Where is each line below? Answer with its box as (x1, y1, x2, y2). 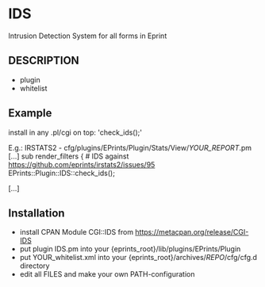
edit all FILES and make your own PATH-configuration (19, 270, 195, 279)
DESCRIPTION (8, 54, 79, 67)
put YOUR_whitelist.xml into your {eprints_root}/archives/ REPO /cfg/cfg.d (19, 253, 258, 262)
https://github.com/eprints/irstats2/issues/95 (8, 159, 156, 169)
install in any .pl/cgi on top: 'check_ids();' (8, 128, 143, 137)
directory (19, 261, 50, 270)
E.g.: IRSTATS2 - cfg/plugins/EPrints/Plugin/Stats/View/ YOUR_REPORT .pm (8, 143, 252, 152)
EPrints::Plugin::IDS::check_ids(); (8, 168, 115, 178)
